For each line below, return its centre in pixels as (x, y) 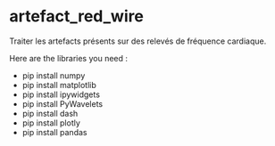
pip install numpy (54, 75)
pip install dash (50, 113)
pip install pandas (54, 132)
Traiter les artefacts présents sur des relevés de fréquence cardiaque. (138, 41)
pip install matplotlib (59, 85)
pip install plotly (51, 123)
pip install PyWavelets (62, 103)
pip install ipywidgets (61, 94)
